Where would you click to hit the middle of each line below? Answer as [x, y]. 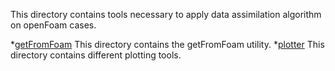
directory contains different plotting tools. [96, 55]
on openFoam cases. [53, 25]
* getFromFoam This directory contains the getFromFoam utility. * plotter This [167, 44]
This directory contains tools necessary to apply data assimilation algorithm [166, 14]
